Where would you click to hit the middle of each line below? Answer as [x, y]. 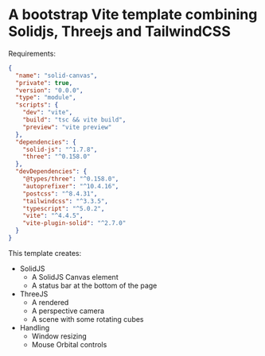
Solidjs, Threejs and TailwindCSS [119, 31]
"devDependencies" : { [51, 172]
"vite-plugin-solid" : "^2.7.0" [74, 223]
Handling [35, 327]
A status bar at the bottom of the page [94, 285]
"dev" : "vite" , [48, 113]
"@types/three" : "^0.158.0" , [71, 179]
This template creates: [45, 253]
